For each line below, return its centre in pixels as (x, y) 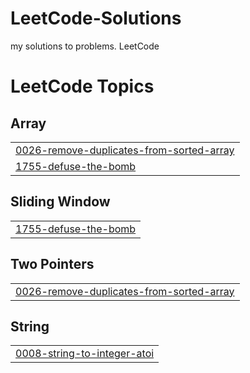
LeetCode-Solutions (96, 18)
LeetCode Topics (82, 86)
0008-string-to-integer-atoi (85, 354)
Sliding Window (60, 202)
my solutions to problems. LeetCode (85, 46)
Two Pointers (52, 264)
